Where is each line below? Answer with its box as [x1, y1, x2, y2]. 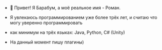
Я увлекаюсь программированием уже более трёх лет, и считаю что [9, 14, 158, 20]
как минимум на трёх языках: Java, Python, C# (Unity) [9, 29, 126, 35]
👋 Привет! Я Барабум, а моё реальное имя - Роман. [9, 5, 121, 10]
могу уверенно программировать [9, 20, 83, 25]
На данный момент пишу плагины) [9, 39, 84, 45]
